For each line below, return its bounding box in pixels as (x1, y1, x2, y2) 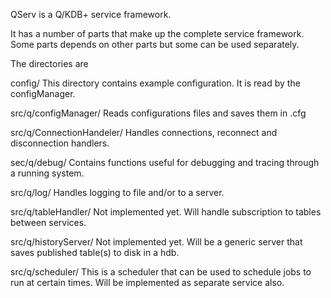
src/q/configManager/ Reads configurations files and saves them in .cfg (10, 107, 307, 119)
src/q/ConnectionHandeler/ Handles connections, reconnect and (10, 127, 278, 138)
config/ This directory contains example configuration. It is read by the (10, 77, 301, 89)
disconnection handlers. (10, 137, 110, 149)
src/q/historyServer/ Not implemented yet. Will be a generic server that (10, 236, 303, 248)
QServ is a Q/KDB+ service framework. (10, 9, 172, 20)
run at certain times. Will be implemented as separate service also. (10, 277, 285, 288)
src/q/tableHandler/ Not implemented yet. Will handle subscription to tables (10, 206, 322, 218)
